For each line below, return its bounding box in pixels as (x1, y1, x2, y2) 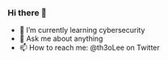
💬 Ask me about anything (19, 34, 103, 43)
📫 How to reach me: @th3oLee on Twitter (19, 43, 161, 53)
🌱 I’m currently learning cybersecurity (19, 26, 145, 35)
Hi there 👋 (7, 7, 48, 18)
